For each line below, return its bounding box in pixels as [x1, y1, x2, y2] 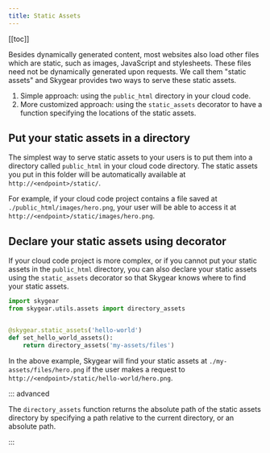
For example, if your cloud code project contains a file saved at [8, 194, 218, 204]
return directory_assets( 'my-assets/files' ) [23, 341, 175, 349]
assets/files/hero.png [8, 366, 85, 374]
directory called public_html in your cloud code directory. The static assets [8, 161, 258, 171]
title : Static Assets [8, 11, 81, 20]
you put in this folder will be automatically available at [8, 170, 186, 180]
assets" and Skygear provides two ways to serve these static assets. [8, 75, 237, 85]
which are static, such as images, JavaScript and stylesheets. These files [8, 58, 251, 68]
